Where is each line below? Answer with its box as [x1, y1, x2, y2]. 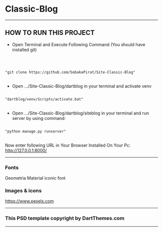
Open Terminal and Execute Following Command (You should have [12, 41, 146, 47]
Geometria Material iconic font [5, 175, 66, 181]
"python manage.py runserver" [5, 129, 66, 134]
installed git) [12, 47, 37, 52]
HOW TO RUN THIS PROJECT [5, 29, 95, 37]
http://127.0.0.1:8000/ [5, 147, 47, 153]
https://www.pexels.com [5, 198, 54, 204]
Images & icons [5, 187, 42, 194]
